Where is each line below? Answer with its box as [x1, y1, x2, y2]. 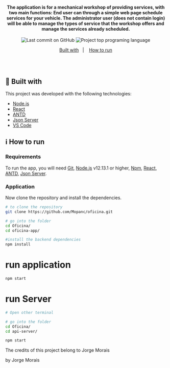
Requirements [5, 153, 41, 160]
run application [5, 259, 71, 271]
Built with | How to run [59, 47, 112, 53]
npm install [5, 242, 31, 247]
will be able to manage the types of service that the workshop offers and [7, 20, 164, 27]
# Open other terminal [5, 310, 54, 315]
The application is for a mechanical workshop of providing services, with [7, 4, 165, 10]
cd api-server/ [5, 329, 38, 334]
